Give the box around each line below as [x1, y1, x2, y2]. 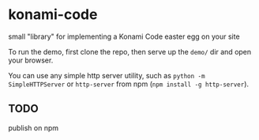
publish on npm [8, 123, 59, 132]
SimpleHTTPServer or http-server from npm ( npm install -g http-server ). [8, 79, 250, 89]
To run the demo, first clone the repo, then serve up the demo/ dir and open [8, 47, 252, 56]
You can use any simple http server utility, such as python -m [8, 70, 205, 80]
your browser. [8, 55, 54, 65]
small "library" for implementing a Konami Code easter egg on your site [8, 32, 240, 41]
